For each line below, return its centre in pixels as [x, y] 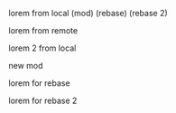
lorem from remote [43, 30]
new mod [26, 66]
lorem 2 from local [42, 48]
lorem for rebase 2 [43, 100]
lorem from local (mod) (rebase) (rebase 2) [88, 13]
